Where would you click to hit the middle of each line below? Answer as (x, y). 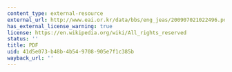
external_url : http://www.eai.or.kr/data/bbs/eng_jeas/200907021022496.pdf (118, 20)
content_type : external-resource (55, 13)
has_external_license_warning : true (60, 26)
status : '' (23, 39)
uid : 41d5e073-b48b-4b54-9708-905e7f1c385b (71, 52)
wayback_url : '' (30, 58)
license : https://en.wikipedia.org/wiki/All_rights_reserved (97, 33)
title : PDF (23, 45)
